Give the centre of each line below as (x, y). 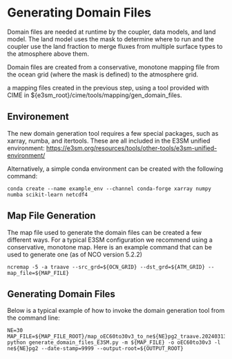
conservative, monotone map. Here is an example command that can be (110, 247)
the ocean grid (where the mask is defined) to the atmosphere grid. (103, 74)
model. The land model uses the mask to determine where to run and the (111, 39)
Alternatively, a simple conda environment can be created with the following (115, 168)
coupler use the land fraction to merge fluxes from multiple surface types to (115, 46)
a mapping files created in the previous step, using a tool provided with (108, 88)
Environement (38, 117)
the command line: (33, 318)
